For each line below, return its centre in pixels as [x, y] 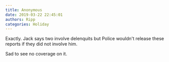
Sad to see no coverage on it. [36, 54]
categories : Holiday [27, 24]
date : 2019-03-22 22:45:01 [34, 15]
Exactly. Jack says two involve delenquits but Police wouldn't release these [85, 39]
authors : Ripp [20, 19]
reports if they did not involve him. [41, 44]
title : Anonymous [24, 10]
